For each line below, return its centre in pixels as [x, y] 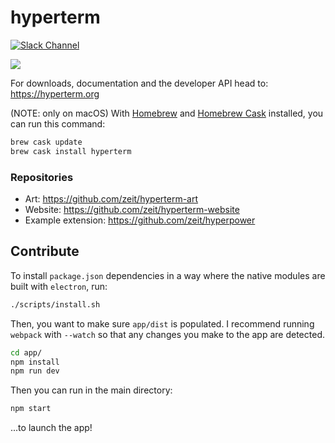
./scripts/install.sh [55, 304]
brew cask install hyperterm [71, 151]
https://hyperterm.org [55, 93]
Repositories [42, 177]
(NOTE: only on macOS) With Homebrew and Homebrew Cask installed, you [167, 113]
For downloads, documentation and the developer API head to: [139, 83]
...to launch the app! [51, 428]
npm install [35, 362]
